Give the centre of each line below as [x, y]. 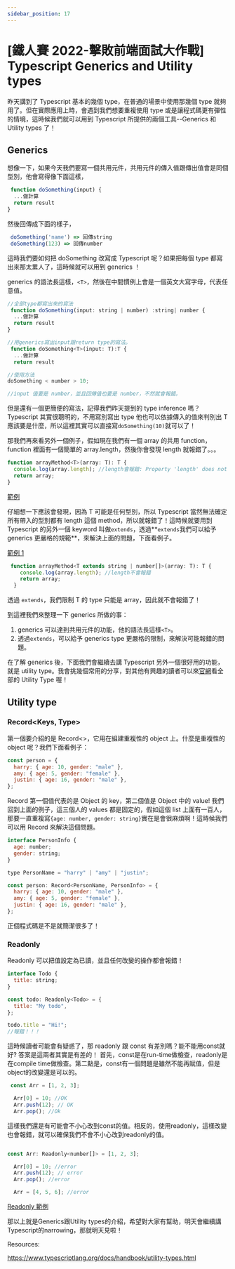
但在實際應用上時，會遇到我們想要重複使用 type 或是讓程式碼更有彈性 [126, 110]
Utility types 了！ [32, 128]
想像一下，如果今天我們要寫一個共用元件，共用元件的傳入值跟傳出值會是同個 [118, 168]
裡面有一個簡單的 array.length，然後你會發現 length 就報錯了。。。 [126, 449]
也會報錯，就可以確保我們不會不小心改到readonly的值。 [88, 1134]
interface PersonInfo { [42, 841]
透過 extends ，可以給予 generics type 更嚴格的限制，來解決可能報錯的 [118, 639]
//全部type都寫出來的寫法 [40, 304]
